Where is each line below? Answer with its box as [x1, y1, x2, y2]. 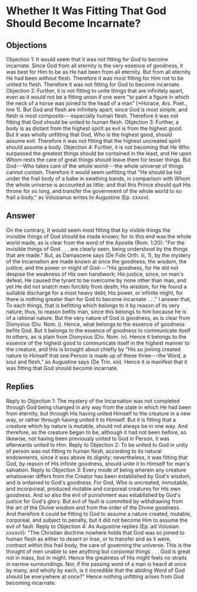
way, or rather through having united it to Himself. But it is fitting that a [6, 416, 176, 423]
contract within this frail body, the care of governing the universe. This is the [6, 541, 191, 548]
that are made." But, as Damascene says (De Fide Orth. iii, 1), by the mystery [6, 251, 191, 259]
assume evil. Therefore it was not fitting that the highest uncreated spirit [6, 138, 181, 144]
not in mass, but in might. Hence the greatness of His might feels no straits [6, 554, 187, 561]
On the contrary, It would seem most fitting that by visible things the [6, 226, 171, 234]
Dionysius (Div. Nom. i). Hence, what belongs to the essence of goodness [6, 320, 185, 328]
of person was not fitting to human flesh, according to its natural [6, 447, 162, 454]
